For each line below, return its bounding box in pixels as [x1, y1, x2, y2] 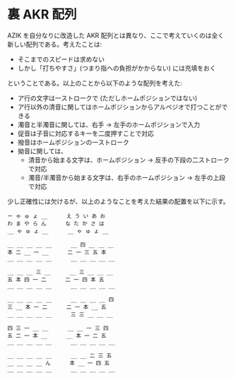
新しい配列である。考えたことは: [7, 40, 102, 48]
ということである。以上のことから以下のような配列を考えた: [7, 78, 182, 87]
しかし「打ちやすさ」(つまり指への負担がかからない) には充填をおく [17, 64, 216, 72]
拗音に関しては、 [17, 146, 68, 155]
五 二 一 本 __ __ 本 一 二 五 [7, 332, 107, 339]
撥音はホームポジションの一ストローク [17, 138, 129, 146]
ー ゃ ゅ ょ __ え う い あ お [7, 213, 106, 220]
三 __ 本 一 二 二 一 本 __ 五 [7, 303, 107, 311]
